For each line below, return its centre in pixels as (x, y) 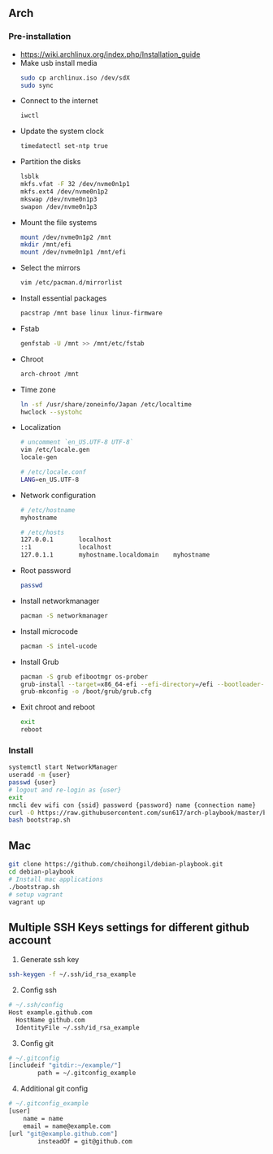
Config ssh (38, 990)
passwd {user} (32, 783)
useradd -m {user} (39, 775)
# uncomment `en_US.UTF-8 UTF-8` (77, 442)
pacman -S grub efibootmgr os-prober (84, 677)
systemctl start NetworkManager (63, 767)
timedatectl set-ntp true (64, 146)
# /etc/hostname (48, 510)
